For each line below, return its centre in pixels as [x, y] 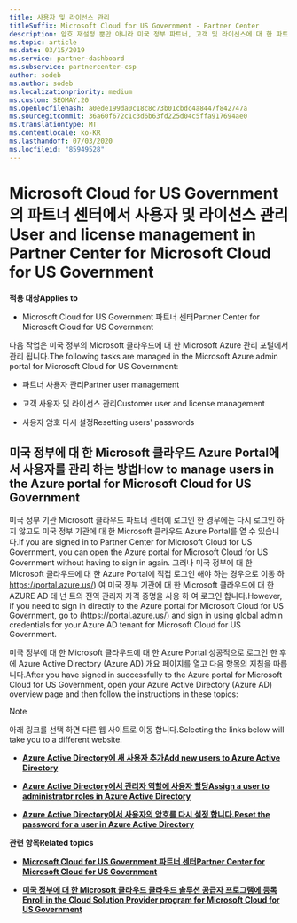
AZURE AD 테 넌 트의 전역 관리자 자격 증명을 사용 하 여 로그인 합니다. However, [146, 596]
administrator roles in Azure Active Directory [106, 796]
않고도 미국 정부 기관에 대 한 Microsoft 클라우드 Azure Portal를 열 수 [137, 531]
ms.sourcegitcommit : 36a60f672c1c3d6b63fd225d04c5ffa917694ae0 [129, 116]
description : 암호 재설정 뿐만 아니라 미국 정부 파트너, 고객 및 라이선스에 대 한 [141, 34]
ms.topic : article [43, 42]
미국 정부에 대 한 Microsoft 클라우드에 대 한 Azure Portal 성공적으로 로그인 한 [143, 652]
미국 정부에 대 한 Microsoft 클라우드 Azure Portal [139, 452]
